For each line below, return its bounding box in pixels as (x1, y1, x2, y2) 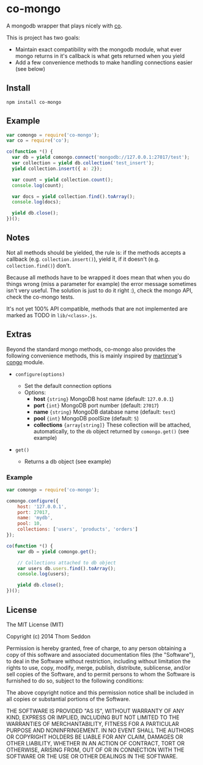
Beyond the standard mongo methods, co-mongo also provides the (6, 345, 176, 353)
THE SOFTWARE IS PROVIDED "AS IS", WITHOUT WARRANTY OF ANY (6, 707, 185, 714)
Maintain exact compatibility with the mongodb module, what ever (15, 45, 182, 53)
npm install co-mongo (6, 99, 62, 105)
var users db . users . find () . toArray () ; (17, 565, 116, 571)
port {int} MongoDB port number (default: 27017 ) (33, 401, 159, 409)
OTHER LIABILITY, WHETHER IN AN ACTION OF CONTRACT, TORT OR (6, 739, 185, 747)
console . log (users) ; (17, 571, 70, 577)
